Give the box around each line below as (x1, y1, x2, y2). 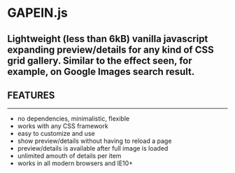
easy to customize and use (17, 130, 96, 138)
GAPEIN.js (7, 5, 69, 21)
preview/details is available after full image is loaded (17, 144, 169, 153)
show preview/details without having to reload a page (17, 137, 172, 145)
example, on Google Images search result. (7, 65, 195, 78)
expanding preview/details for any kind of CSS (7, 43, 215, 55)
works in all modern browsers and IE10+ (17, 159, 134, 167)
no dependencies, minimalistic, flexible (17, 114, 130, 123)
